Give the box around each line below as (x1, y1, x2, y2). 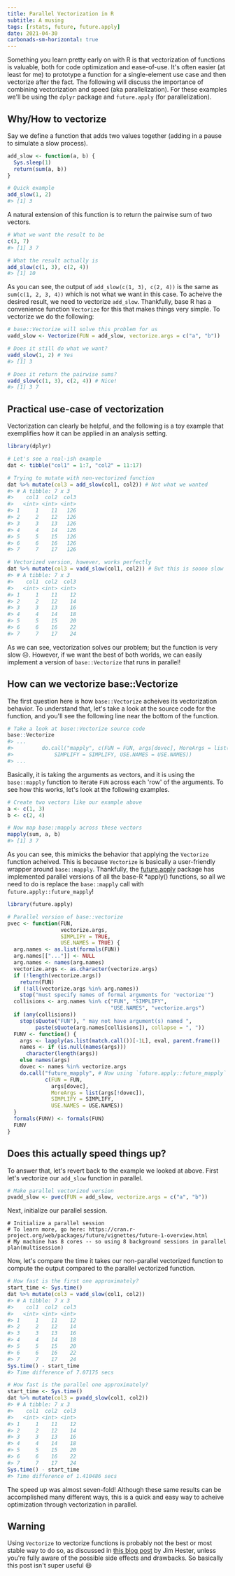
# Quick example (7, 185, 55, 192)
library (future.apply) (7, 901, 73, 908)
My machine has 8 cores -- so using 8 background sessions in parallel (13, 1239, 227, 1246)
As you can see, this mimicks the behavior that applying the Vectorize (7, 850, 209, 858)
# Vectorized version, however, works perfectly (7, 559, 152, 566)
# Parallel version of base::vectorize (7, 913, 124, 921)
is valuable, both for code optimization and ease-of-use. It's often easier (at (7, 63, 226, 71)
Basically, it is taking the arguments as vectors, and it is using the (7, 770, 195, 779)
